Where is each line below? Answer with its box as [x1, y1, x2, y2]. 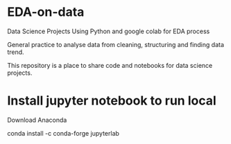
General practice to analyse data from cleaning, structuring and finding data [7, 40, 224, 48]
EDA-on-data [7, 4, 85, 20]
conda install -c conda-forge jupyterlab [7, 129, 120, 137]
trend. [7, 48, 24, 56]
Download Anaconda [7, 116, 67, 124]
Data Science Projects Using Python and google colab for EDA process [7, 27, 210, 35]
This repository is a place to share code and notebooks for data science [7, 61, 213, 69]
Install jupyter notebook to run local [7, 93, 216, 109]
